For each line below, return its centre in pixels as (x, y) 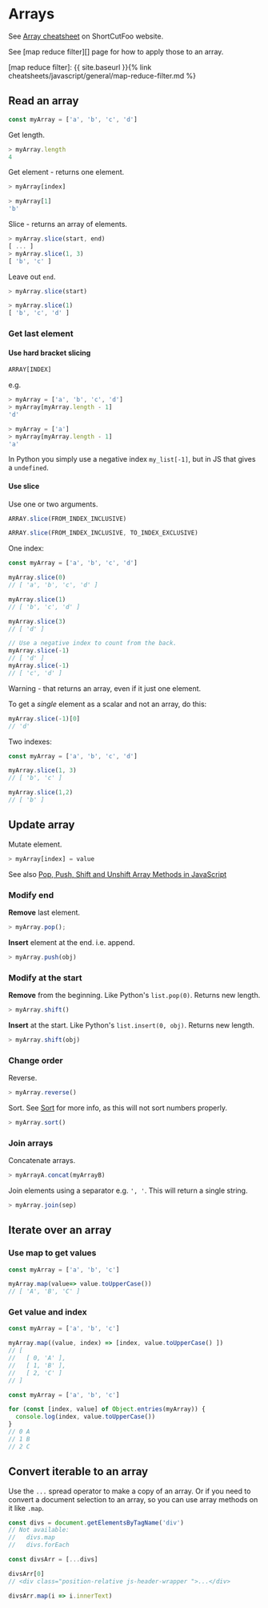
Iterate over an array (60, 1230)
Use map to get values (52, 1253)
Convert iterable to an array (78, 1472)
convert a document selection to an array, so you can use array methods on (133, 1499)
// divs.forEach (39, 1545)
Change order (36, 1061)
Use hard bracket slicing (50, 353)
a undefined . (29, 468)
